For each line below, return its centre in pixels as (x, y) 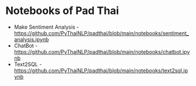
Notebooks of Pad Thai (62, 11)
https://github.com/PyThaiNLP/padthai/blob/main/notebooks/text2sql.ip (101, 70)
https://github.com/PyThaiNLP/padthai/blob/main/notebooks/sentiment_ (101, 33)
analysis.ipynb (31, 39)
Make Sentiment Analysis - (47, 27)
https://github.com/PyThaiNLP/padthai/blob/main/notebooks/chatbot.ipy (102, 51)
